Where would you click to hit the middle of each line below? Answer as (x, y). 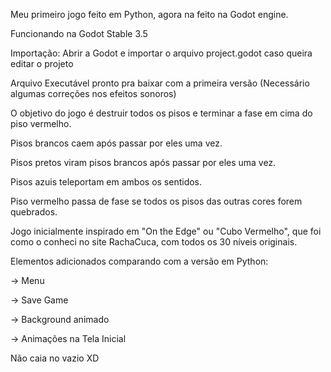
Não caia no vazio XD (55, 358)
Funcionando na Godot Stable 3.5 (79, 33)
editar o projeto (42, 63)
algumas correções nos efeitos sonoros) (93, 93)
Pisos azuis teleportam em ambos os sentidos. (106, 182)
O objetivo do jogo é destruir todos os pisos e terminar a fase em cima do (161, 113)
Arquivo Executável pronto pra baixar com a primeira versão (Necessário (160, 83)
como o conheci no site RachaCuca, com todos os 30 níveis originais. (154, 242)
